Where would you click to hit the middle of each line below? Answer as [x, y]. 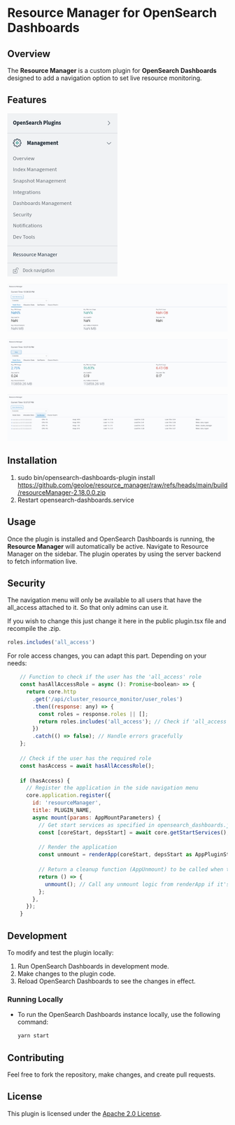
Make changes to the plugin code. [66, 973]
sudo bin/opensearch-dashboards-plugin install [86, 477]
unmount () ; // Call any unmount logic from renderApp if [129, 884]
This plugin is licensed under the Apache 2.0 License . [85, 1113]
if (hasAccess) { [45, 780]
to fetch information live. [42, 561]
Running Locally [35, 999]
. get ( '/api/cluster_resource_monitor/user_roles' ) [108, 699]
